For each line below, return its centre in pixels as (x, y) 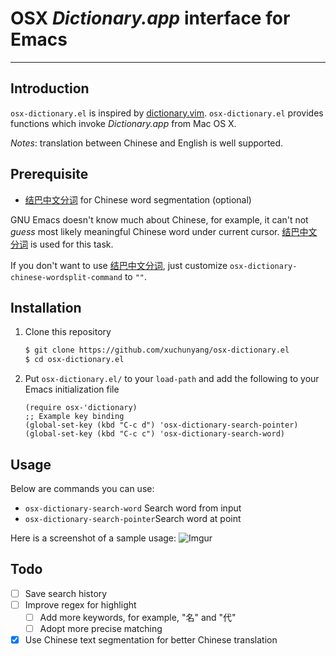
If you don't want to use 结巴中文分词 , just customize (119, 265)
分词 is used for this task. (62, 244)
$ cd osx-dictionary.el (74, 360)
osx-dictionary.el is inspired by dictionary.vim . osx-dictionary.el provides (167, 113)
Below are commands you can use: (82, 488)
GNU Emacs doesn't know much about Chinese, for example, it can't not (159, 219)
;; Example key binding (74, 417)
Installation (46, 307)
